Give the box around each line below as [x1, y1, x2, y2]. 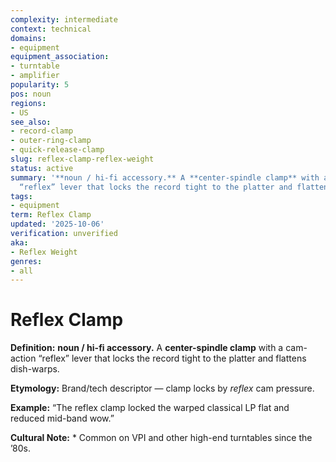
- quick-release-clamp [10, 145, 105, 155]
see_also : [10, 117, 52, 127]
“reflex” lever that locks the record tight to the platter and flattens [38, 352, 307, 365]
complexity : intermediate [10, 14, 118, 25]
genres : [10, 256, 43, 266]
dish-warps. [10, 363, 60, 375]
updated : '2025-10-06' [10, 219, 105, 230]
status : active [10, 163, 74, 173]
